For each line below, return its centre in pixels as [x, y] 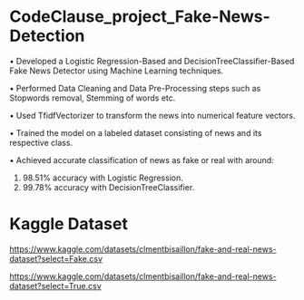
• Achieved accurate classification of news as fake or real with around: [142, 160]
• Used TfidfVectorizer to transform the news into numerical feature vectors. [152, 115]
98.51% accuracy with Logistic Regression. [103, 178]
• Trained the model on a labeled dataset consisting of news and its [136, 132]
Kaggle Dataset [69, 224]
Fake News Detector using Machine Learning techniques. [117, 71]
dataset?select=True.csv [55, 285]
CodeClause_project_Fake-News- [140, 17]
